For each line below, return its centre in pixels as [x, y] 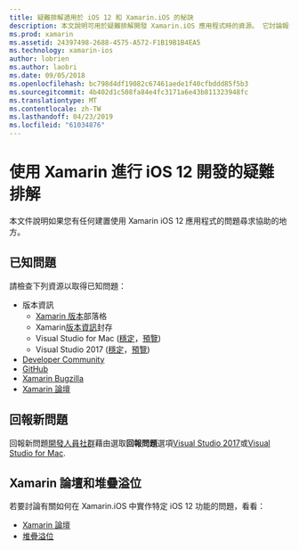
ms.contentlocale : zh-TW [55, 109]
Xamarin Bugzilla [53, 378]
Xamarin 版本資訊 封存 [74, 327]
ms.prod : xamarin [41, 34]
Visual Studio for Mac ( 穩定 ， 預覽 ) [98, 338]
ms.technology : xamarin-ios [61, 51]
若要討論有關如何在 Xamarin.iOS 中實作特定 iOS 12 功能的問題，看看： [137, 506]
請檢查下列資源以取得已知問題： [68, 285]
